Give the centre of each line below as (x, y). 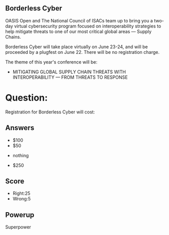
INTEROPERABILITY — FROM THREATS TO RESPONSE (70, 77)
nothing (21, 155)
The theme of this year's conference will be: (51, 62)
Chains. (13, 37)
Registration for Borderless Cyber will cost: (50, 112)
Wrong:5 (22, 199)
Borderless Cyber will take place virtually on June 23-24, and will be (77, 47)
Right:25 (21, 193)
